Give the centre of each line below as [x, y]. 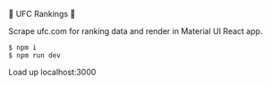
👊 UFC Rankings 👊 [42, 14]
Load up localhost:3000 [52, 72]
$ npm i [23, 47]
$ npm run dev [35, 56]
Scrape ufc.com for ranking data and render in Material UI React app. [135, 31]
